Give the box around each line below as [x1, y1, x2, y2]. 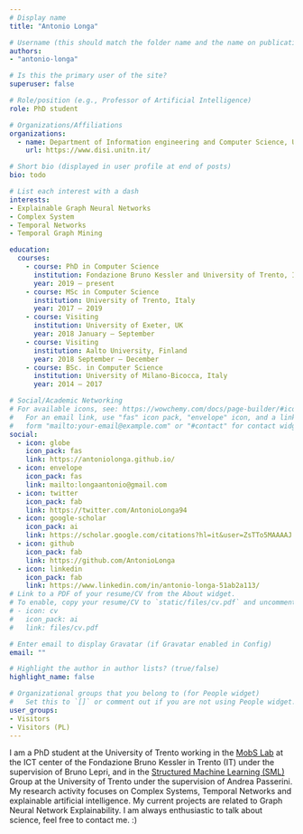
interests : [9, 195, 50, 204]
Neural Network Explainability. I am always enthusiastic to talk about [9, 805, 263, 816]
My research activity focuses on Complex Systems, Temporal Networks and [9, 786, 292, 797]
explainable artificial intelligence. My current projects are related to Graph [9, 795, 283, 806]
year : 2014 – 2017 [32, 380, 103, 389]
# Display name [9, 13, 67, 23]
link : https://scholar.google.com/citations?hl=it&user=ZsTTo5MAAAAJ [25, 531, 293, 540]
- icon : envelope [17, 463, 83, 473]
